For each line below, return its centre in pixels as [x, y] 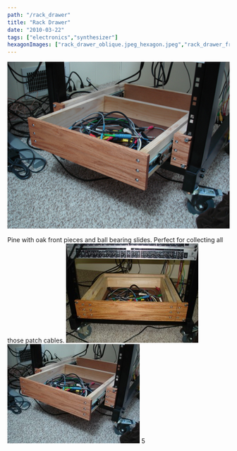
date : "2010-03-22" [36, 30]
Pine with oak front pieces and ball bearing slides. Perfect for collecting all [115, 240]
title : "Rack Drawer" [39, 22]
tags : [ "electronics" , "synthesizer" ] [63, 37]
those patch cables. [36, 341]
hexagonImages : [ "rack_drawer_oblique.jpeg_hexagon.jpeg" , [96, 45]
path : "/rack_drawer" [39, 15]
